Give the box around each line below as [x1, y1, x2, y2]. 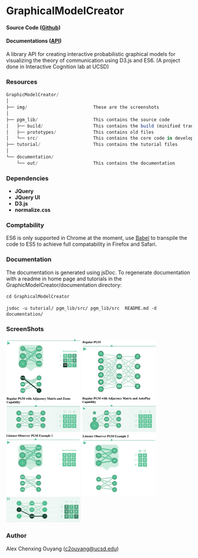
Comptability [6, 221, 44, 229]
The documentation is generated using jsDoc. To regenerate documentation [6, 269, 190, 276]
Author [6, 531, 27, 540]
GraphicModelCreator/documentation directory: [6, 281, 122, 288]
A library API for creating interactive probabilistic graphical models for [6, 50, 176, 57]
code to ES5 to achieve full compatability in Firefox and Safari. [6, 240, 157, 248]
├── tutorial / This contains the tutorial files [6, 141, 178, 148]
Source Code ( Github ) [6, 24, 61, 31]
